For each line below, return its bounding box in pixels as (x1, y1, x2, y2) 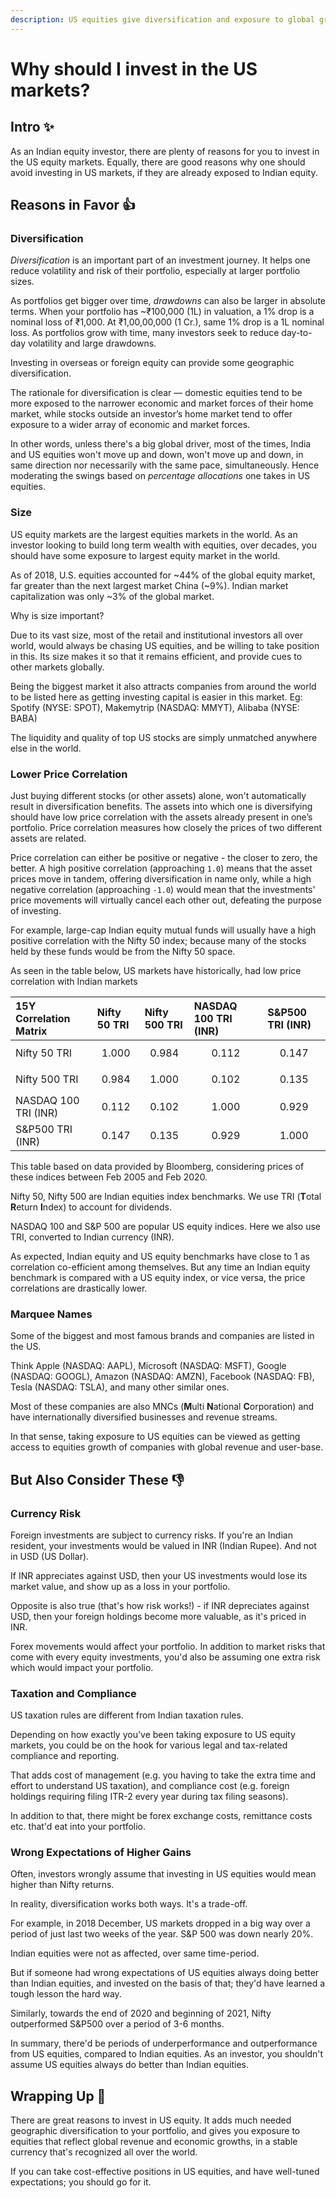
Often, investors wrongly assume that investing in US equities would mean (10, 1868, 317, 1880)
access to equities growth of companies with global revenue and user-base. (10, 1441, 324, 1453)
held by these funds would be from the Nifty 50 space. (10, 945, 236, 957)
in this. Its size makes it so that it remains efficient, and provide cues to (10, 650, 303, 662)
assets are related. (10, 832, 87, 844)
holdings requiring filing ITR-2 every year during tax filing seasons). (10, 1791, 289, 1803)
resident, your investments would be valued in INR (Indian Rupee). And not (10, 1539, 317, 1551)
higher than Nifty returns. (10, 1879, 115, 1891)
